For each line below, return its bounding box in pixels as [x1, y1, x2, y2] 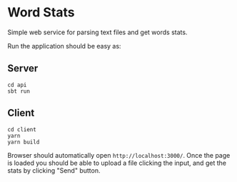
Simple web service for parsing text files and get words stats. [7, 28, 188, 36]
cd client [7, 126, 37, 133]
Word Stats [7, 4, 75, 21]
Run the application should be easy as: [7, 41, 121, 50]
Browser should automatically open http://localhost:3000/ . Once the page [7, 151, 231, 159]
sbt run [7, 87, 31, 95]
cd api [7, 81, 27, 89]
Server [7, 62, 39, 75]
